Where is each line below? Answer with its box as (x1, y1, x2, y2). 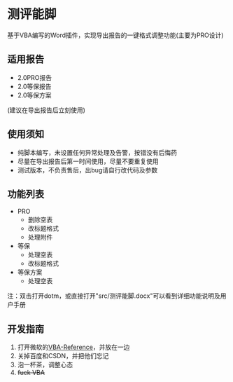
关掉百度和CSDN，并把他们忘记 (17, 352, 109, 360)
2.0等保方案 (17, 90, 52, 99)
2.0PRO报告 (17, 73, 52, 81)
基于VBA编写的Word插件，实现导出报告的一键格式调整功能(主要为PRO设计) (7, 31, 224, 39)
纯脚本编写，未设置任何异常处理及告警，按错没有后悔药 (17, 148, 177, 156)
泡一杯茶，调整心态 (17, 360, 73, 369)
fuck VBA (17, 369, 45, 377)
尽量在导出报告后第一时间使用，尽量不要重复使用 (17, 157, 159, 165)
